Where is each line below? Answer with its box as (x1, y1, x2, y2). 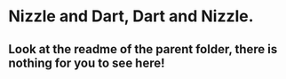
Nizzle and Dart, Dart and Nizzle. (8, 6, 254, 27)
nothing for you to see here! (8, 55, 165, 70)
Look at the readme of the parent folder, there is (8, 42, 278, 57)
